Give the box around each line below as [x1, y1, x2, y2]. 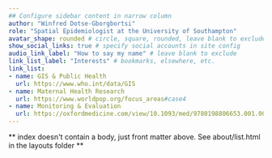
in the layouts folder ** [8, 141, 84, 150]
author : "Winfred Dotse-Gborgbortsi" [8, 19, 136, 28]
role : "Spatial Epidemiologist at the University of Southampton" [8, 27, 237, 35]
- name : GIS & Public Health [8, 72, 107, 80]
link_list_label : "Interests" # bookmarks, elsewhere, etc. [8, 58, 216, 66]
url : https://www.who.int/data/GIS [15, 79, 136, 88]
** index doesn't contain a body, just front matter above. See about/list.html [8, 132, 261, 142]
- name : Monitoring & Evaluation [8, 102, 121, 110]
